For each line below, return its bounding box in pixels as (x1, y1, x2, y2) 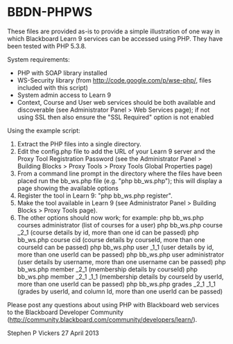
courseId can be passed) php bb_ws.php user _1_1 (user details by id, (17, 243, 214, 251)
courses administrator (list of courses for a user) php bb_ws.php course (17, 221, 223, 229)
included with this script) (17, 83, 89, 92)
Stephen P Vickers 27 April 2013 (7, 329, 99, 337)
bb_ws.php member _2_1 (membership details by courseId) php (17, 265, 198, 273)
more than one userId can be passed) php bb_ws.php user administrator (17, 250, 225, 259)
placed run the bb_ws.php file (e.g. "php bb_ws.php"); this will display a (17, 176, 223, 184)
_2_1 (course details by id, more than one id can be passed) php (17, 228, 199, 237)
